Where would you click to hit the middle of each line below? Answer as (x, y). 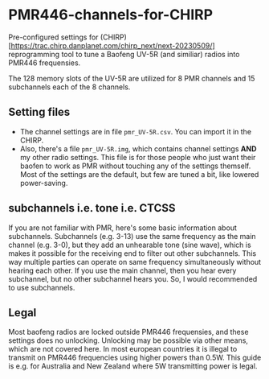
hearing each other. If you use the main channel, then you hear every (122, 270)
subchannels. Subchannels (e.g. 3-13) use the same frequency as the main (132, 236)
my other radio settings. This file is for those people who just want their (138, 157)
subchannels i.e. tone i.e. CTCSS (92, 208)
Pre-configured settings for (53, 37)
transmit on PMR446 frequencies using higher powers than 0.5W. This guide (135, 358)
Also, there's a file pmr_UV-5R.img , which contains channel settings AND (138, 148)
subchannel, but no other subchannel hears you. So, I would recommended (133, 278)
